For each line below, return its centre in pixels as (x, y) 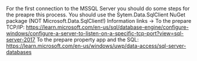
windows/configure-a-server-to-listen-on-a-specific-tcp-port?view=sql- (95, 33)
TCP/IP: (15, 27)
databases (19, 52)
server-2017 (21, 40)
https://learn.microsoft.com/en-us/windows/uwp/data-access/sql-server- (96, 46)
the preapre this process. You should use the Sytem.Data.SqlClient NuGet (96, 15)
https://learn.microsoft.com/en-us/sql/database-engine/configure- (107, 27)
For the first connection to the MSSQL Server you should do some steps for (98, 9)
